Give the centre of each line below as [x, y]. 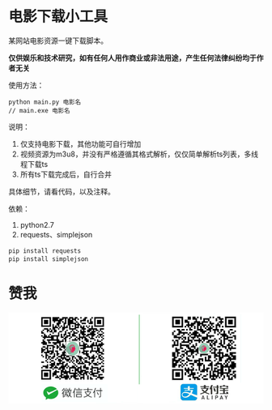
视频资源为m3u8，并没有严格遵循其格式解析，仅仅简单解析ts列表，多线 [139, 154]
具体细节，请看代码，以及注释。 [62, 191]
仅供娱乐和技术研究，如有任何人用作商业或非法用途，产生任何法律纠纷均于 [132, 58]
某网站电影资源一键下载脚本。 [58, 41]
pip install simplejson [49, 259]
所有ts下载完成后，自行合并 [66, 174]
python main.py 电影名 [45, 102]
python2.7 [37, 224]
